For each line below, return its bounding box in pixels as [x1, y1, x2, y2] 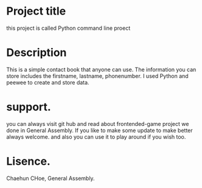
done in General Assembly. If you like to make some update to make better [6, 127, 193, 134]
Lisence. [6, 155, 50, 168]
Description [6, 46, 67, 60]
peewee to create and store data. [6, 78, 89, 86]
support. [6, 100, 52, 114]
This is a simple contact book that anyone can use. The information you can [6, 66, 197, 73]
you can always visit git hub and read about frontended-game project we [6, 120, 189, 127]
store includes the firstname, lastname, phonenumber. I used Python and [6, 72, 189, 80]
